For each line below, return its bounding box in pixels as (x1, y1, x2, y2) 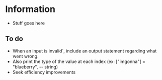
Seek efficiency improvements (12, 69, 76, 75)
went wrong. (12, 53, 39, 59)
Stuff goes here (12, 20, 45, 26)
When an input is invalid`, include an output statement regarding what (12, 47, 157, 53)
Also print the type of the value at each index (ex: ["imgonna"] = (12, 58, 146, 64)
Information (5, 3, 55, 15)
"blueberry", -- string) (12, 63, 58, 69)
